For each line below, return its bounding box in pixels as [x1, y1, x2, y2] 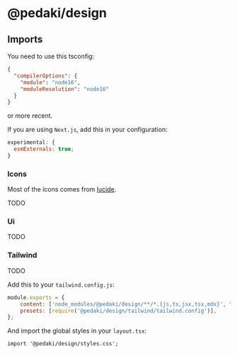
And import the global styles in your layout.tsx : [7, 326, 147, 335]
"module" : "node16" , [20, 79, 81, 86]
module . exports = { [7, 294, 65, 301]
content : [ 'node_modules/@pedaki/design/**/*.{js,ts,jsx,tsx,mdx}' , [20, 300, 227, 308]
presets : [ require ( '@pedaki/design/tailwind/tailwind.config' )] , [20, 307, 217, 314]
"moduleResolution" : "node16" [20, 85, 110, 93]
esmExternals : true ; [13, 145, 74, 153]
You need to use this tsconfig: [7, 52, 94, 60]
